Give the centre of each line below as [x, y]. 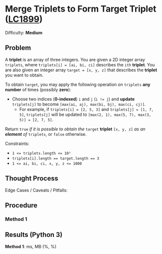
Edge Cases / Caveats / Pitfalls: [36, 190]
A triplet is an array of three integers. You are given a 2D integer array [75, 60]
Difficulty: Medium [24, 32]
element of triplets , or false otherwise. [46, 134]
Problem [18, 48]
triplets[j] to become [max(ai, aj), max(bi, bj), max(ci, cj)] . [79, 104]
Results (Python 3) [34, 235]
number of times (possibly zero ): [38, 89]
